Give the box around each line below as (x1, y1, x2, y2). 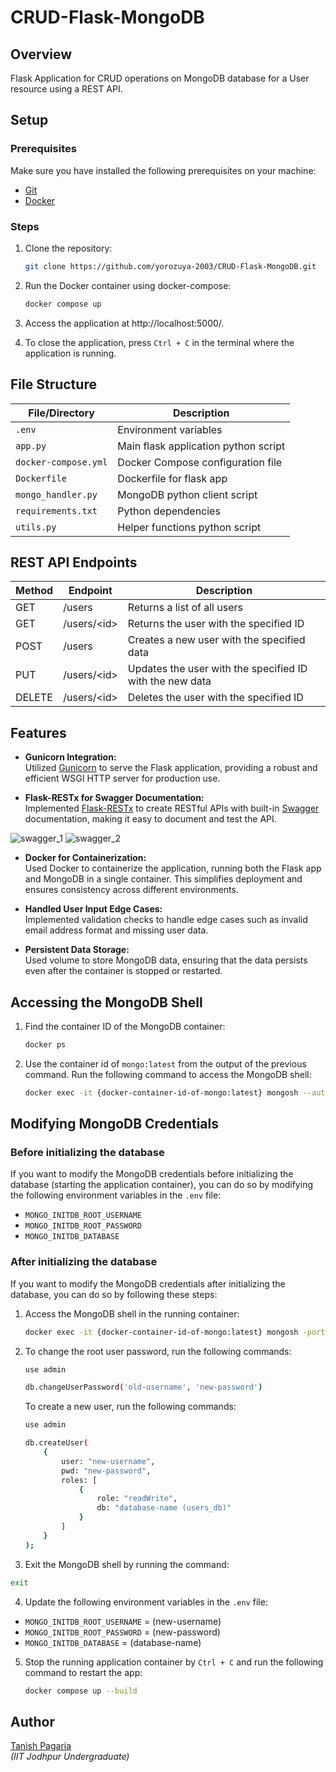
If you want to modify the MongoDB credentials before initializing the (10, 1168, 294, 1180)
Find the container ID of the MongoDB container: (24, 1020, 226, 1032)
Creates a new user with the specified (127, 633, 306, 647)
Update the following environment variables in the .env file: (24, 1596, 268, 1608)
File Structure (10, 376, 97, 393)
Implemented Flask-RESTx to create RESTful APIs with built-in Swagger (24, 802, 320, 815)
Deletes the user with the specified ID (127, 691, 304, 705)
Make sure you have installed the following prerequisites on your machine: (10, 164, 317, 176)
